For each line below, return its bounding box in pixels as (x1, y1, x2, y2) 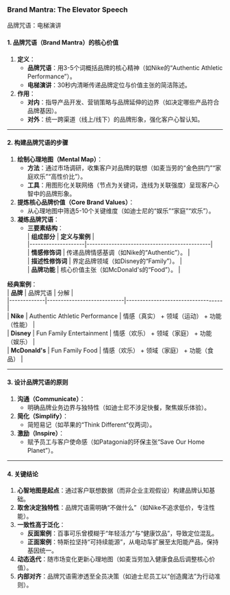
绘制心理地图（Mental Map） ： (16, 155, 103, 163)
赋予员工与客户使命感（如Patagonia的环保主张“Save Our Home (27, 438, 205, 446)
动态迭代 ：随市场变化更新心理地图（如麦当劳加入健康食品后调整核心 (16, 555, 209, 563)
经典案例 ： (7, 280, 38, 288)
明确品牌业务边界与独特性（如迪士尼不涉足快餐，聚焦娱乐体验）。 (27, 403, 211, 412)
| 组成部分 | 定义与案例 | (27, 232, 94, 240)
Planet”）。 (27, 446, 57, 454)
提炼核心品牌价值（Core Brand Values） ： (16, 198, 135, 206)
